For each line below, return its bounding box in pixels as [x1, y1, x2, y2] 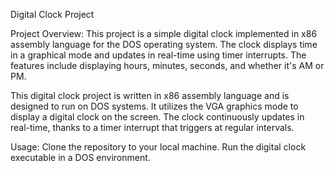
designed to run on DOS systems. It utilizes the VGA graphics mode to [10, 100, 299, 112]
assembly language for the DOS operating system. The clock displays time [10, 39, 318, 50]
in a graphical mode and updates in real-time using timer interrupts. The [10, 49, 307, 61]
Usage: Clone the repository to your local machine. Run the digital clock [10, 141, 307, 153]
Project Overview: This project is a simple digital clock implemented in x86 [10, 28, 318, 39]
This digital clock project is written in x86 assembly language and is [10, 90, 290, 101]
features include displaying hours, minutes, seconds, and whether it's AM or [10, 60, 325, 71]
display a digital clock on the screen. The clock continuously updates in [10, 111, 305, 123]
